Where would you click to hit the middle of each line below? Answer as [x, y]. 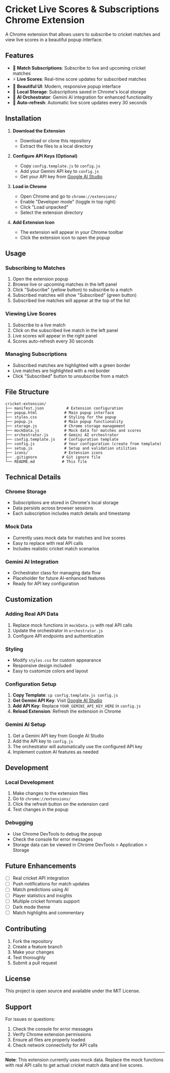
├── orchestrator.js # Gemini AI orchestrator [62, 435]
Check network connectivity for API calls [55, 1045]
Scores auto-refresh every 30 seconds [53, 341]
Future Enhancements [41, 866]
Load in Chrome [30, 186]
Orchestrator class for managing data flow [57, 572]
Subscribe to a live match [39, 325]
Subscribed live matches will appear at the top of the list [71, 300]
